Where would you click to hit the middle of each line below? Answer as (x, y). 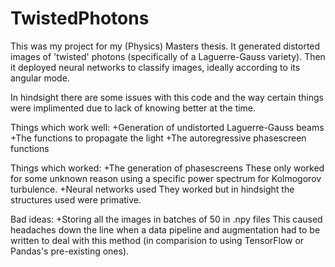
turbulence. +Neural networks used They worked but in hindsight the (152, 189)
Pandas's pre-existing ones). (70, 251)
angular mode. (40, 78)
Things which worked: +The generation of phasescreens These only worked (167, 168)
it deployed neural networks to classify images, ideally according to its (155, 67)
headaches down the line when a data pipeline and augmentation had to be (165, 229)
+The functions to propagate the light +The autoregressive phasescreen (158, 138)
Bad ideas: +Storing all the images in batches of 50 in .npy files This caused (166, 219)
